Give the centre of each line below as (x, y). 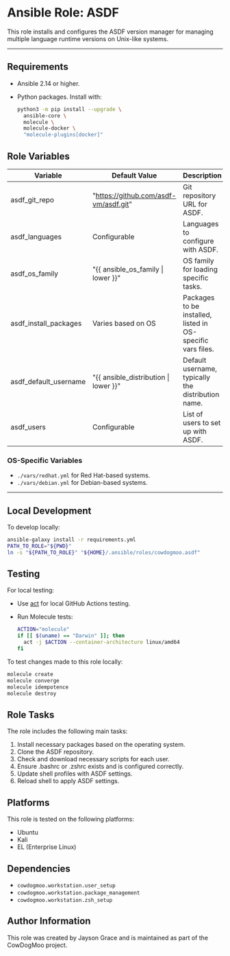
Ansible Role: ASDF (63, 13)
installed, (197, 315)
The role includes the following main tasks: (67, 731)
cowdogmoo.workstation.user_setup (66, 885)
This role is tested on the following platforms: (71, 819)
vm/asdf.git (111, 204)
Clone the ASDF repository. (55, 752)
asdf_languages (36, 237)
